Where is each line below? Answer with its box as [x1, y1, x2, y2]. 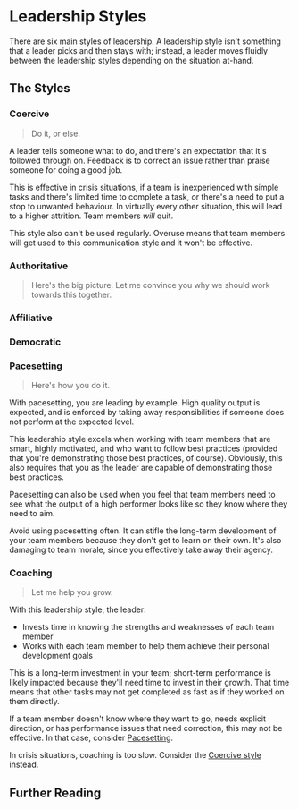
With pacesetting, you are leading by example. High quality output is [9, 397, 261, 408]
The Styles [9, 81, 71, 96]
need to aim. [9, 508, 55, 519]
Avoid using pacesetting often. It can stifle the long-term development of [9, 525, 277, 536]
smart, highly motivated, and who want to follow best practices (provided [9, 443, 278, 454]
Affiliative [9, 311, 54, 324]
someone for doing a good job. [9, 164, 123, 175]
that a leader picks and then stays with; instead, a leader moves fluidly [9, 45, 269, 55]
